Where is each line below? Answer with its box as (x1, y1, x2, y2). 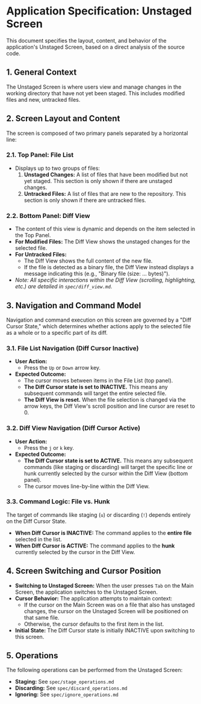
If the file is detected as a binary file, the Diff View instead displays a (23, 264, 194, 271)
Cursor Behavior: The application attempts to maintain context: (14, 594, 173, 602)
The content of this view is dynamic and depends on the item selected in (14, 225, 196, 232)
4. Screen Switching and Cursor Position (6, 566, 161, 576)
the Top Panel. (14, 232, 51, 239)
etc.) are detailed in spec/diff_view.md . (14, 283, 113, 290)
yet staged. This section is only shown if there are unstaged (23, 177, 173, 184)
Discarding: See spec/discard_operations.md (14, 685, 128, 692)
